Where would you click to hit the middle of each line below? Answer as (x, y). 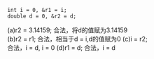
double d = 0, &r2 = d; (42, 16)
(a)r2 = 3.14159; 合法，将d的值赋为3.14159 (68, 30)
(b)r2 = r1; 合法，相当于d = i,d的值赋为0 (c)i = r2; (78, 39)
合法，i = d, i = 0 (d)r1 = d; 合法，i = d (61, 48)
